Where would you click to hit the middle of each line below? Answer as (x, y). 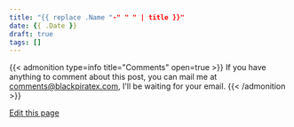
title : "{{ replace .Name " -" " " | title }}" (97, 17)
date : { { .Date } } (43, 26)
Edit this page (34, 113)
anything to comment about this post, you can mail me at (113, 77)
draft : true (31, 34)
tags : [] (25, 42)
